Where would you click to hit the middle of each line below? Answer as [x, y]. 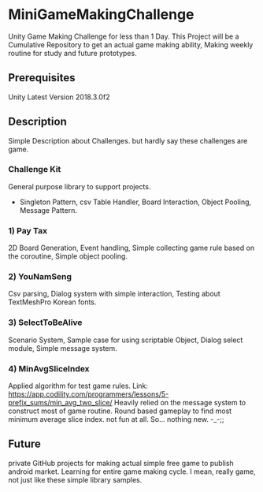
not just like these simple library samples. [75, 479]
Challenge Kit [35, 170]
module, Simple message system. [63, 348]
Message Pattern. [48, 210]
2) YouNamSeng [40, 277]
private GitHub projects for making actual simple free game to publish [121, 463]
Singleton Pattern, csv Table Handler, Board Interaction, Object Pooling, [135, 202]
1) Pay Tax [28, 230]
